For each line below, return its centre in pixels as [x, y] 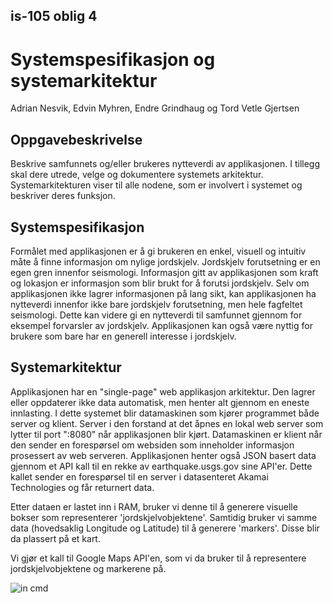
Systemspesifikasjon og [113, 59]
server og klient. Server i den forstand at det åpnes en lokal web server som [167, 423]
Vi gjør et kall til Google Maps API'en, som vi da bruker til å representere [158, 558]
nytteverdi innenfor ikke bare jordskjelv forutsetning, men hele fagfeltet [156, 304]
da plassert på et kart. [55, 538]
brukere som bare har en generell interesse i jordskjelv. [123, 336]
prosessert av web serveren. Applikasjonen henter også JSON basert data [163, 455]
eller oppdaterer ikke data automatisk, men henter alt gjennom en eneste [160, 402]
